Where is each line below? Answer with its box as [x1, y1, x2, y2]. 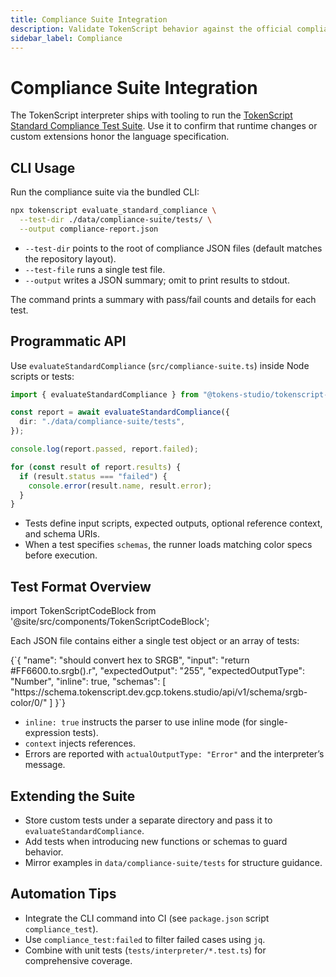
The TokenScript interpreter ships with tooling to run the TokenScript [10, 109, 293, 121]
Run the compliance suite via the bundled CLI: [10, 186, 200, 198]
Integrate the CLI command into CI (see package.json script [24, 912, 270, 924]
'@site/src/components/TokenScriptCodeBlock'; [10, 616, 210, 628]
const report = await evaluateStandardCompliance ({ [10, 407, 230, 418]
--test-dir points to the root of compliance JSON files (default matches [24, 242, 323, 254]
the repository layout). [24, 252, 117, 265]
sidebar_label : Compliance [10, 33, 123, 43]
